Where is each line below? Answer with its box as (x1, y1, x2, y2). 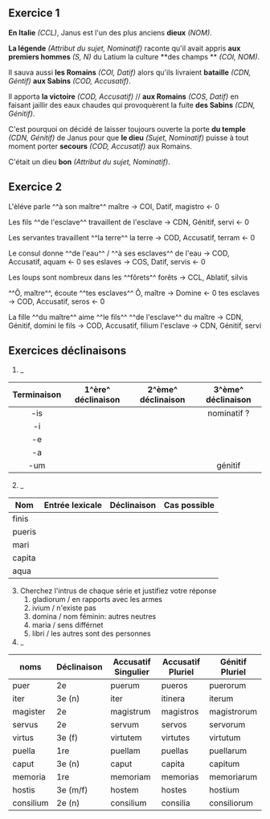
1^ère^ (84, 384, 111, 395)
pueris (12, 526, 37, 538)
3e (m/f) (55, 784, 88, 796)
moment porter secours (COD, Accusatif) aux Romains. (8, 141, 193, 151)
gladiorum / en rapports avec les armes (31, 595, 163, 604)
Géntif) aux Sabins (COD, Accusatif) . (8, 76, 131, 85)
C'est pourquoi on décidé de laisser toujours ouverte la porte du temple (8, 124, 247, 133)
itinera (161, 693, 186, 704)
